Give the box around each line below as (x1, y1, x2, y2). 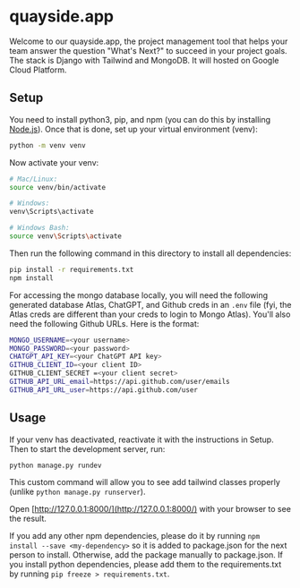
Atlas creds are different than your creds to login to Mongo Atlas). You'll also (9, 309, 291, 320)
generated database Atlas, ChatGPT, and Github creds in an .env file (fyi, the (9, 299, 292, 310)
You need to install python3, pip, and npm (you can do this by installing (9, 114, 271, 124)
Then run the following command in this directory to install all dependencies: (9, 248, 292, 259)
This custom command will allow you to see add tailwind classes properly (9, 477, 280, 488)
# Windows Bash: (9, 224, 70, 233)
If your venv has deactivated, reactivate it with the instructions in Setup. (9, 434, 275, 445)
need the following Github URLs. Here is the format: (9, 318, 200, 328)
